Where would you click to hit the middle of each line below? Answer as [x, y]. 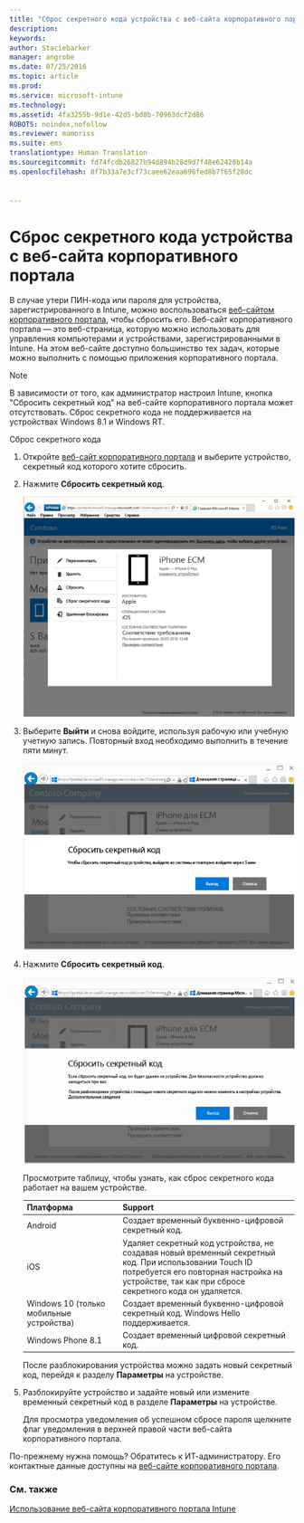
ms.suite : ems [36, 143]
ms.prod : [26, 86]
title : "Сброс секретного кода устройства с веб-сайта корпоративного [145, 19]
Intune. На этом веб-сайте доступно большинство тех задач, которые [144, 348]
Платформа [50, 1207]
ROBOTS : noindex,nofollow [58, 124]
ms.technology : [38, 105]
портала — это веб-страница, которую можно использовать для [135, 329]
